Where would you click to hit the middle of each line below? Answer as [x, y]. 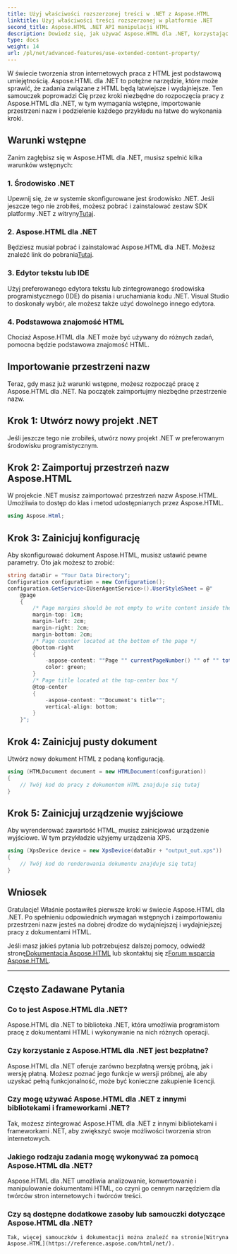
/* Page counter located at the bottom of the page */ [115, 641]
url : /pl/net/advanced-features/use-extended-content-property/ [104, 54]
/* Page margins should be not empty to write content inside [126, 608]
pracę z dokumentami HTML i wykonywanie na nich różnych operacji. [109, 1032]
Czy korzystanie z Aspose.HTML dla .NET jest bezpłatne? [108, 1051]
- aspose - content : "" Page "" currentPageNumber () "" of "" [132, 661]
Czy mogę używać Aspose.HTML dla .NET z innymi [97, 1099]
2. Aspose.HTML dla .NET [52, 231]
